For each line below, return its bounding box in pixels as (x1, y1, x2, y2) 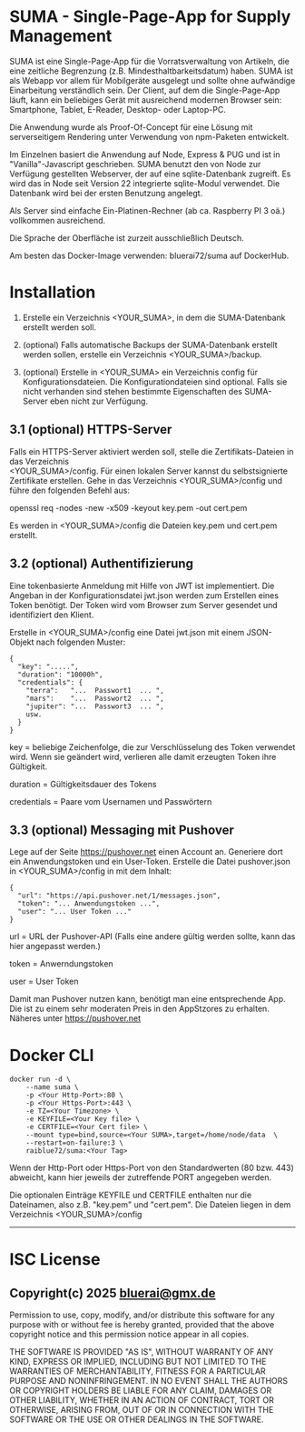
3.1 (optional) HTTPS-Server (9, 422, 172, 437)
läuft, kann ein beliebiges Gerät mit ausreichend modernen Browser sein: (9, 94, 282, 105)
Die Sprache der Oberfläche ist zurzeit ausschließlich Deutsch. (9, 232, 244, 243)
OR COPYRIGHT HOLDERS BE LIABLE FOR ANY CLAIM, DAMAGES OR (9, 1385, 272, 1397)
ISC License (9, 1249, 101, 1270)
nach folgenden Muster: (35, 636, 126, 647)
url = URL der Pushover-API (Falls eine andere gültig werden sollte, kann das (9, 931, 296, 942)
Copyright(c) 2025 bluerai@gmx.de (9, 1285, 216, 1301)
